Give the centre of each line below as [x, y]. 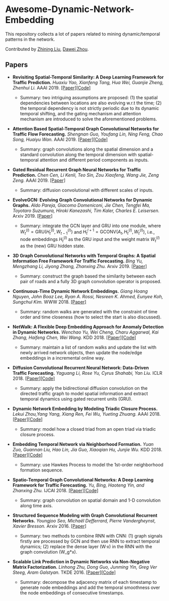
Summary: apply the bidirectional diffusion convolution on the [84, 388]
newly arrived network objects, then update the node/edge [81, 352]
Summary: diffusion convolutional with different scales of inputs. [87, 190]
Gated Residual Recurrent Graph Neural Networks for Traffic [77, 169]
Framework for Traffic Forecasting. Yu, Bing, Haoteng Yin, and [78, 485]
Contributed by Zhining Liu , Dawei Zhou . [47, 49]
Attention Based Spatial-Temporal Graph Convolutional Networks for [86, 128]
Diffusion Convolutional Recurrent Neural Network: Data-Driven [81, 368]
